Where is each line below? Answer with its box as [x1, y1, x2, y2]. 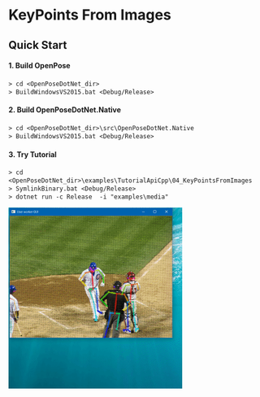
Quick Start [8, 38, 67, 52]
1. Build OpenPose [8, 61, 71, 71]
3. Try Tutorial [8, 149, 57, 159]
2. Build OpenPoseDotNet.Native [8, 105, 122, 115]
